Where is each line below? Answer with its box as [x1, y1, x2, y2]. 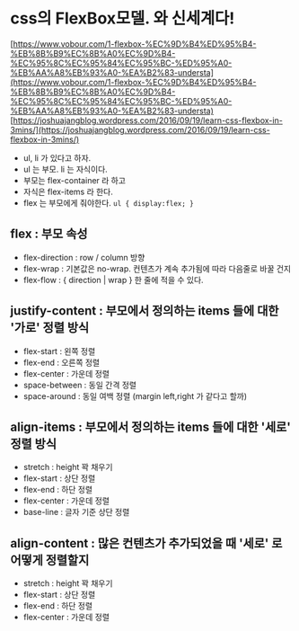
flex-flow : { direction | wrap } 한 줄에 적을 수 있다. [22, 274, 205, 285]
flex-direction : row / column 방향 [22, 252, 145, 262]
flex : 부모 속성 [10, 227, 88, 242]
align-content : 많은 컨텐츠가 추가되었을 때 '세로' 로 [10, 536, 283, 551]
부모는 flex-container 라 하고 [22, 174, 127, 185]
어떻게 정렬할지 [10, 552, 90, 567]
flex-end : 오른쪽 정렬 [22, 357, 101, 368]
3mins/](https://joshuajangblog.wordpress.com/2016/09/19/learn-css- [10, 124, 270, 135]
